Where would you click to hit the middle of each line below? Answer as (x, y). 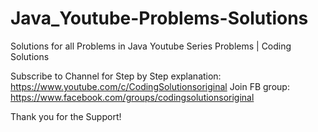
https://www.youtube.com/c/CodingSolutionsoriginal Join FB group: (150, 86)
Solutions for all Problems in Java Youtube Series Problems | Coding (151, 46)
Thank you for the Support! (66, 116)
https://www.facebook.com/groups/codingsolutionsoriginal (132, 97)
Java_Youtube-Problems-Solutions (159, 18)
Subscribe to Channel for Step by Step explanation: (116, 76)
